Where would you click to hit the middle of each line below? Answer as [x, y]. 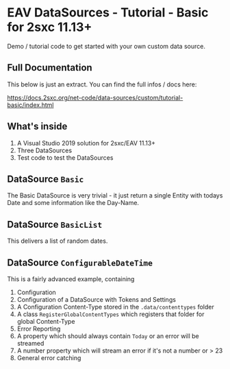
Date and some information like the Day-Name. [73, 203]
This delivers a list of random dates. [57, 241]
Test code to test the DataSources [65, 157]
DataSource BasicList [55, 224]
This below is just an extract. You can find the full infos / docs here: [102, 84]
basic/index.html [30, 105]
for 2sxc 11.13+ [50, 27]
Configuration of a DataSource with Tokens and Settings [97, 299]
